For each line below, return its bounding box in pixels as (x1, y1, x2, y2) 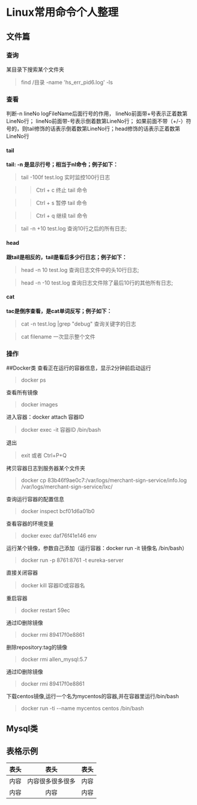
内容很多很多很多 (27, 777, 76, 786)
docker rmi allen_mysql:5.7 (20, 655, 88, 663)
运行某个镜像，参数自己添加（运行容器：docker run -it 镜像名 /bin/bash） (6, 545, 188, 552)
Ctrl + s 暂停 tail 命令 (35, 200, 87, 207)
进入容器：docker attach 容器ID (6, 414, 84, 421)
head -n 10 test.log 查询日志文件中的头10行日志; (20, 266, 139, 273)
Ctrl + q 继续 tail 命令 (35, 212, 88, 219)
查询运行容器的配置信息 (6, 496, 64, 503)
